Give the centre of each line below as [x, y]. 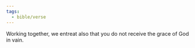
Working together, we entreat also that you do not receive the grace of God [97, 33]
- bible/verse [29, 17]
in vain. [15, 40]
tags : [13, 11]
